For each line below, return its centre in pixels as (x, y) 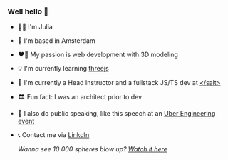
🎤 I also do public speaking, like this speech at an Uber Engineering (116, 114)
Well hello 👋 (28, 11)
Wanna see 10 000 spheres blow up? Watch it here (92, 149)
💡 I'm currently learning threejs (63, 69)
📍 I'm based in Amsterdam (56, 41)
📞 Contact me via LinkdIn (53, 135)
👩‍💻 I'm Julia (35, 27)
